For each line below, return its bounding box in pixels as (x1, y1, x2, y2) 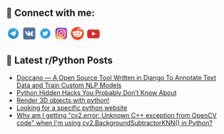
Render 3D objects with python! (16, 96, 110, 104)
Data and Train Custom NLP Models (16, 81, 122, 89)
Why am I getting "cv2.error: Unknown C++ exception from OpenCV (16, 111, 218, 119)
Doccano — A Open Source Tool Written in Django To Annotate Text (16, 73, 216, 82)
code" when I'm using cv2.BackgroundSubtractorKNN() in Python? (16, 118, 213, 127)
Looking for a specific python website (16, 104, 128, 112)
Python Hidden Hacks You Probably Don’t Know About (16, 88, 177, 96)
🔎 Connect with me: (6, 7, 95, 19)
